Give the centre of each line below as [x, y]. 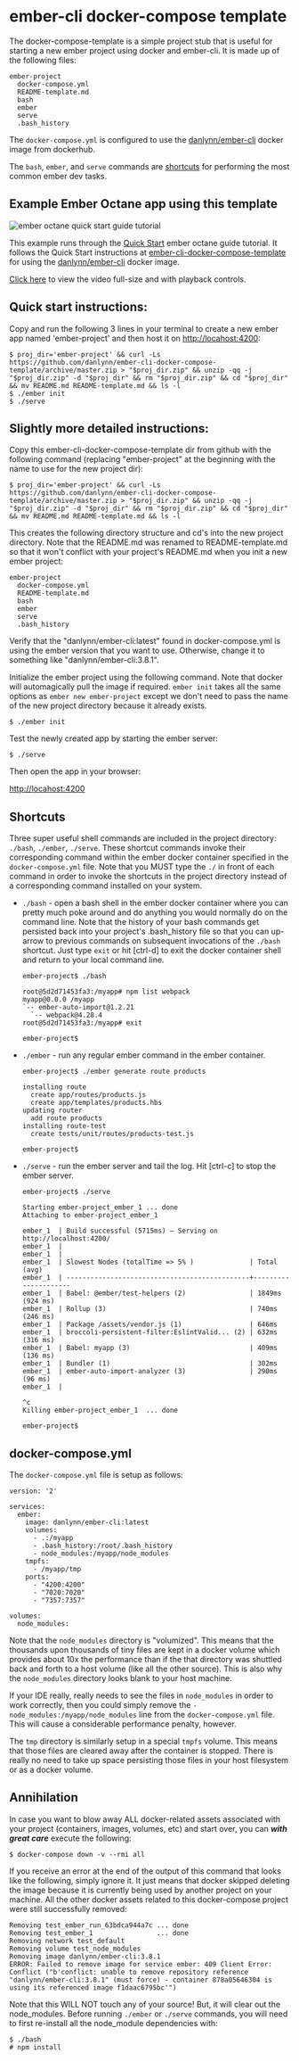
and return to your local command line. [93, 960]
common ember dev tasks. [58, 176]
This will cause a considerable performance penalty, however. [123, 1724]
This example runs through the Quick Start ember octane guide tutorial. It [143, 243]
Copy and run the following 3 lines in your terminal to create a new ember [144, 328]
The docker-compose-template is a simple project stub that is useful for [141, 41]
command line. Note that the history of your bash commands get [141, 922]
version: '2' [33, 1491]
